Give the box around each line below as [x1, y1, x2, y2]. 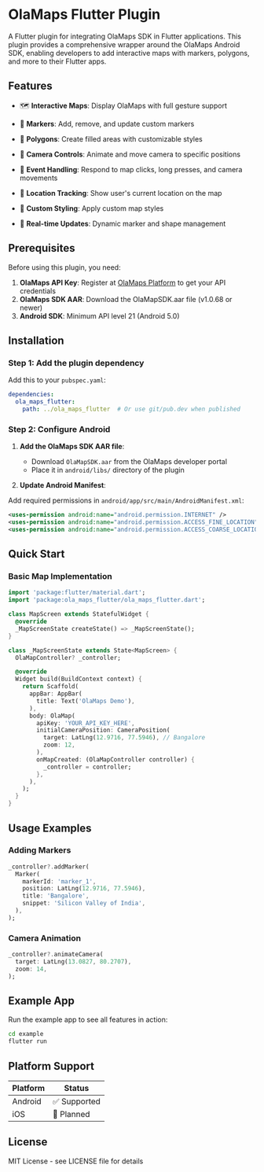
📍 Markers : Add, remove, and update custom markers [19, 119, 195, 128]
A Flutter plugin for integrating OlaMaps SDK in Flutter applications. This [8, 31, 242, 41]
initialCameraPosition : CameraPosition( [36, 726, 170, 735]
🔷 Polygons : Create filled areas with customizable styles [19, 134, 203, 143]
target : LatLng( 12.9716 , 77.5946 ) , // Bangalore [42, 734, 206, 742]
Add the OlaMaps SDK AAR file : [19, 442, 125, 451]
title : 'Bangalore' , [22, 892, 90, 900]
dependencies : [8, 391, 55, 399]
